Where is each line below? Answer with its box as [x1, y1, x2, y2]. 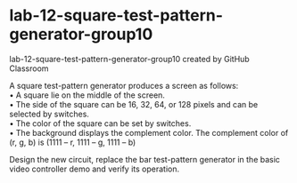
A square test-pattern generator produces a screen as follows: [9, 80, 239, 91]
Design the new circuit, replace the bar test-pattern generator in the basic [9, 154, 281, 164]
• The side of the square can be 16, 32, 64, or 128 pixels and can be [9, 99, 259, 109]
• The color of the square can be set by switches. [9, 117, 192, 129]
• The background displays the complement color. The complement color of [9, 127, 289, 138]
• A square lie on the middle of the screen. [9, 90, 165, 100]
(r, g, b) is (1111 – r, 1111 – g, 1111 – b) [9, 137, 136, 147]
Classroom [9, 63, 49, 74]
